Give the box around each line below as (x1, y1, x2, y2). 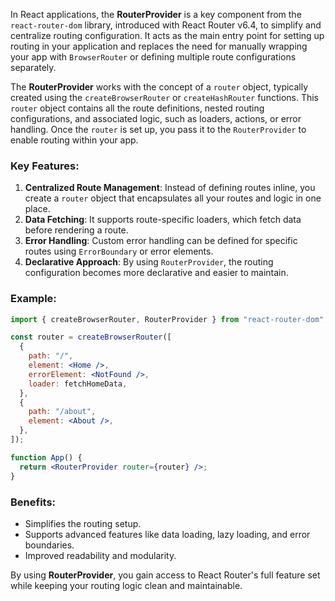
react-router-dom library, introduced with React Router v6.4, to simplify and (10, 19, 322, 31)
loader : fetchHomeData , (28, 379, 128, 389)
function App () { (10, 452, 83, 463)
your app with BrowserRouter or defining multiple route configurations (10, 51, 297, 63)
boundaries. (24, 539, 75, 551)
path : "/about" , (28, 407, 97, 417)
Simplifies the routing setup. (24, 517, 142, 529)
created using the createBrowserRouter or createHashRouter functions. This (10, 92, 320, 103)
